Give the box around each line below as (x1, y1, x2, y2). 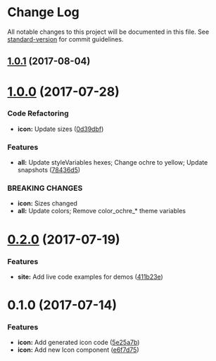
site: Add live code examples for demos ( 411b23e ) (17, 272, 163, 281)
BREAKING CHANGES (7, 184, 83, 194)
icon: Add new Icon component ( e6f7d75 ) (17, 346, 139, 354)
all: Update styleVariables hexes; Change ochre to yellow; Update (17, 158, 208, 167)
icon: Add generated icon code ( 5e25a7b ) (17, 338, 140, 347)
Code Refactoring (7, 108, 69, 118)
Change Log (7, 4, 80, 20)
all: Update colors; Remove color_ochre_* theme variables (17, 207, 186, 215)
